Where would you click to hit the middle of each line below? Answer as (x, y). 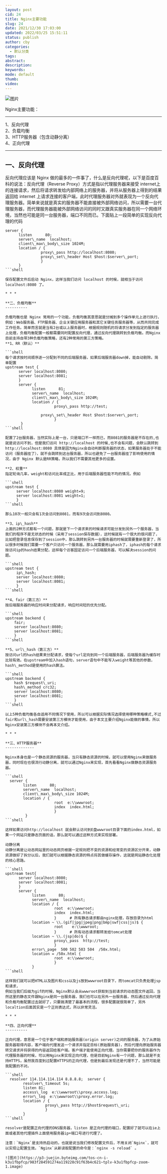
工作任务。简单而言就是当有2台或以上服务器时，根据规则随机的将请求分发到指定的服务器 (82, 328)
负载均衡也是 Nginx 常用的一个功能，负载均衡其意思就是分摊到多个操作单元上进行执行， (83, 317)
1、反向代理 (17, 124)
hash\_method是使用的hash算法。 (36, 666)
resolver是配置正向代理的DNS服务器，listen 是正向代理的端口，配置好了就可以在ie (81, 1128)
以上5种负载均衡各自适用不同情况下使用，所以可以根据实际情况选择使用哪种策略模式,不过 (83, 715)
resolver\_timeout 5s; (46, 1084)
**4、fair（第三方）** (26, 600)
